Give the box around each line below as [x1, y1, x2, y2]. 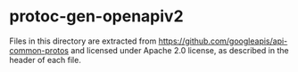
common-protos [9, 44, 70, 55]
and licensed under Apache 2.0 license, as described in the [70, 44, 289, 55]
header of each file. [9, 54, 82, 65]
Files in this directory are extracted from [9, 36, 157, 46]
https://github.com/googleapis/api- [158, 36, 288, 46]
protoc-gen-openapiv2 [9, 6, 185, 27]
